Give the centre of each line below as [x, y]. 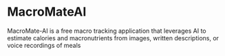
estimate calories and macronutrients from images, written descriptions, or [113, 38]
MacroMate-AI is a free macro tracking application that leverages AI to [107, 31]
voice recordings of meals [44, 45]
